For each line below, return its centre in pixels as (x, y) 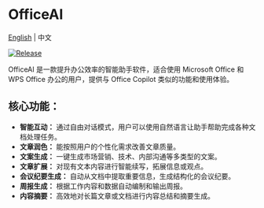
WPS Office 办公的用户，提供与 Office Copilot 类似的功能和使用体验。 (121, 79)
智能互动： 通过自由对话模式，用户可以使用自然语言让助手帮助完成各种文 (137, 127)
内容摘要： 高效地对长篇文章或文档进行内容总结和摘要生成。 (117, 195)
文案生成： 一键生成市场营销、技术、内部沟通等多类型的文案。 (120, 156)
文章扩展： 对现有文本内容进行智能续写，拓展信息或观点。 (114, 166)
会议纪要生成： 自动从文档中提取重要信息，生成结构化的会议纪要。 (127, 176)
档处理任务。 (40, 136)
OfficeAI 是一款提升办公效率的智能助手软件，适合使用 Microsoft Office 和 (126, 69)
